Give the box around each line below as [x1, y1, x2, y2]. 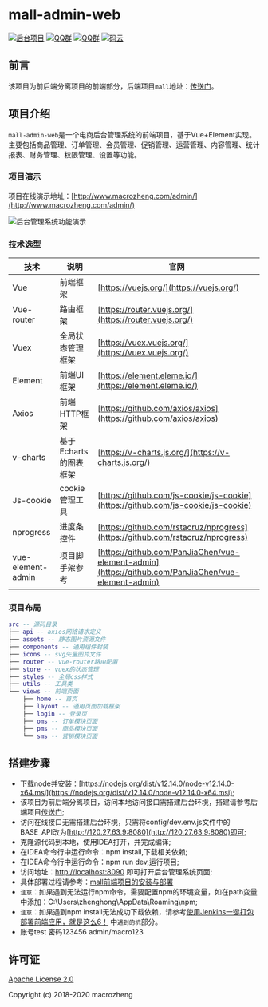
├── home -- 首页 [22, 695, 78, 704]
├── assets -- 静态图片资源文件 [8, 636, 106, 644]
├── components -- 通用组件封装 [8, 643, 109, 652]
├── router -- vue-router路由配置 [8, 657, 118, 666]
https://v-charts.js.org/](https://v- [100, 447, 230, 458]
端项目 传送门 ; [19, 807, 65, 817]
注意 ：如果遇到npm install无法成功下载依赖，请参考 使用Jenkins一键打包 [19, 907, 254, 917]
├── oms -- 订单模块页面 [22, 717, 98, 725]
